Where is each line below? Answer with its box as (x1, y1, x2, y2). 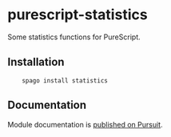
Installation (7, 55, 65, 69)
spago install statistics (22, 76, 109, 85)
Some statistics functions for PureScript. (7, 32, 141, 42)
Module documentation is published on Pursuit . (7, 119, 163, 129)
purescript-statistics (7, 6, 149, 24)
